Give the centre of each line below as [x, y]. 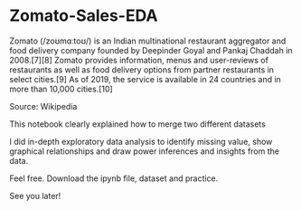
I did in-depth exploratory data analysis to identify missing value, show [141, 141]
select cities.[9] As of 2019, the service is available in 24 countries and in [146, 79]
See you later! [35, 196]
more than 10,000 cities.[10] [61, 89]
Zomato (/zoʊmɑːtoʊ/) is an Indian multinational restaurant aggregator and [148, 41]
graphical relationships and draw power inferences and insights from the [145, 151]
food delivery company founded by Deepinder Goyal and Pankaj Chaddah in [151, 50]
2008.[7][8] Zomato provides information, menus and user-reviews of [139, 60]
